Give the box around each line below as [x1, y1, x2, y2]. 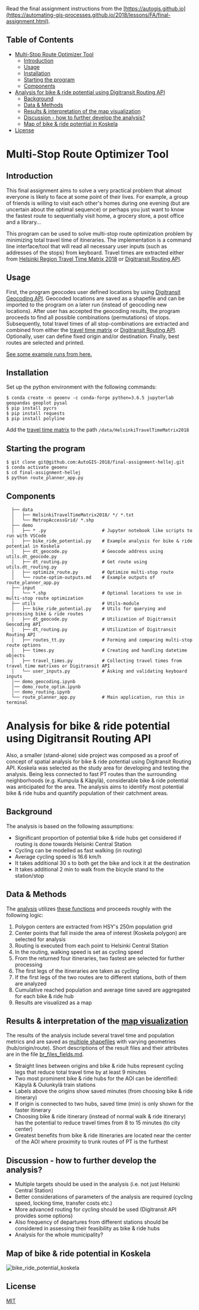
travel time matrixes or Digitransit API [6, 663, 110, 669]
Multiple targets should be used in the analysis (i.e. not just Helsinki [14, 1181, 180, 1188]
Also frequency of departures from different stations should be [14, 1218, 169, 1225]
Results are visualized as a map [14, 999, 92, 1006]
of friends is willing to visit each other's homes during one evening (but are [6, 199, 190, 207]
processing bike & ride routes [6, 611, 84, 617]
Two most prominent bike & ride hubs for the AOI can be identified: [14, 1075, 178, 1082]
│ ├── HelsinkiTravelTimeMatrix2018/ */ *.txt [11, 512, 134, 518]
